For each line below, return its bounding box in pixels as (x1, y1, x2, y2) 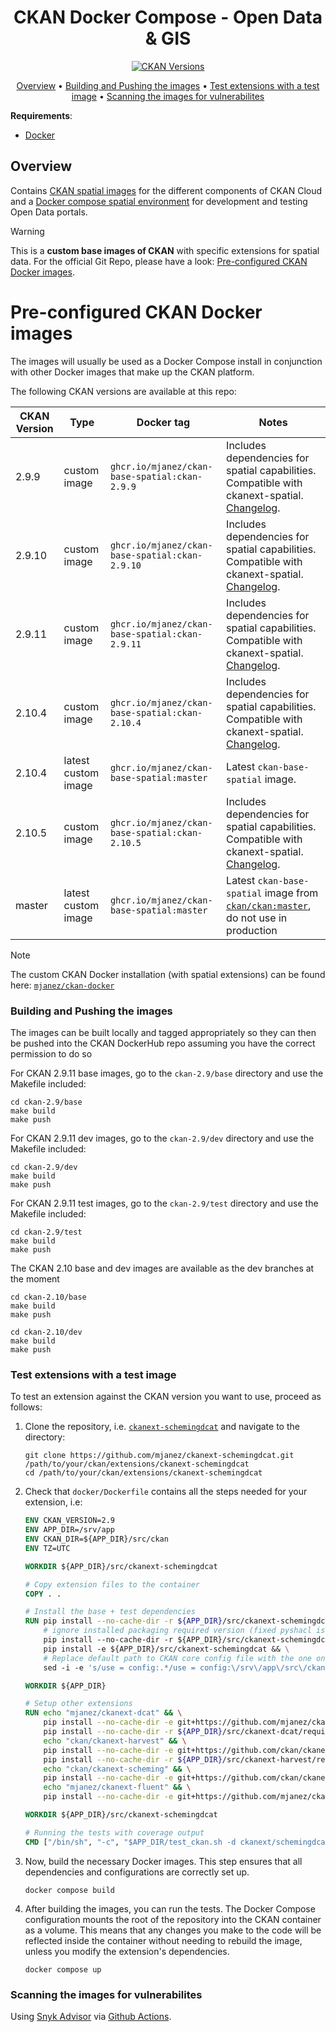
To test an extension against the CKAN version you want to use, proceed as (10, 1391, 322, 1403)
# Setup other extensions (24, 1699, 133, 1709)
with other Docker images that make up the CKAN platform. (10, 366, 255, 378)
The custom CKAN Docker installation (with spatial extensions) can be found (10, 968, 326, 980)
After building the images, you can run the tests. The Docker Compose (24, 1902, 316, 1915)
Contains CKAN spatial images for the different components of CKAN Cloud (10, 184, 323, 196)
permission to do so (10, 1047, 93, 1060)
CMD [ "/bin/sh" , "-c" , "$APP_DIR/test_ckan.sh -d (24, 1837, 237, 1847)
